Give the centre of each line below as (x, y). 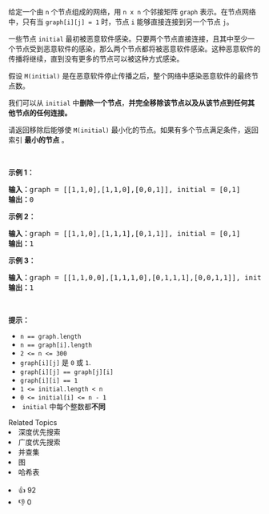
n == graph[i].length (56, 345)
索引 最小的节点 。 (38, 140)
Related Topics (33, 422)
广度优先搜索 (40, 442)
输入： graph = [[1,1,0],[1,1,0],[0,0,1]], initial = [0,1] (124, 189)
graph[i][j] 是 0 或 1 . (55, 362)
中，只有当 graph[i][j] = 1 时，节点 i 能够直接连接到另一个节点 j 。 (121, 22)
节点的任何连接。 (43, 113)
